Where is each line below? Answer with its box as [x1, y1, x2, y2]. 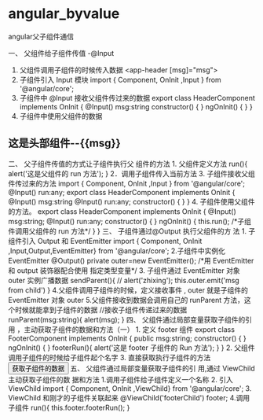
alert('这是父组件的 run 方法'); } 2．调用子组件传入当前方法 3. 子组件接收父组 [8, 168, 255, 178]
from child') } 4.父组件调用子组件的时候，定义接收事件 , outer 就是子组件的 [8, 285, 249, 295]
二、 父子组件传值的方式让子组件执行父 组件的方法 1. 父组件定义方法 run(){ [8, 159, 248, 168]
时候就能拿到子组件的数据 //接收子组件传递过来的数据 [14, 304, 188, 315]
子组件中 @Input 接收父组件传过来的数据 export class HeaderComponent [19, 93, 255, 102]
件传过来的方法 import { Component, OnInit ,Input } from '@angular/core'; [8, 179, 246, 188]
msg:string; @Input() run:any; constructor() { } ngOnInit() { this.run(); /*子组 [8, 216, 252, 226]
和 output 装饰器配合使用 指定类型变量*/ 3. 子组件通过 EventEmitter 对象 [8, 265, 241, 275]
